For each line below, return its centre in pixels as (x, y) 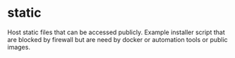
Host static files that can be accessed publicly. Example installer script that (116, 32)
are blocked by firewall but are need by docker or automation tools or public (117, 39)
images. (19, 47)
